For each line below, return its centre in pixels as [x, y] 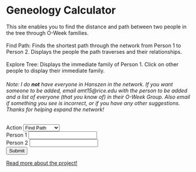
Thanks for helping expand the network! [55, 109]
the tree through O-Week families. [47, 33]
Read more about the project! [42, 163]
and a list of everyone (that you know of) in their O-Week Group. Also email [98, 97]
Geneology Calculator [61, 10]
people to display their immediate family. [56, 70]
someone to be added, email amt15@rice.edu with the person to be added [97, 90]
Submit [17, 151]
